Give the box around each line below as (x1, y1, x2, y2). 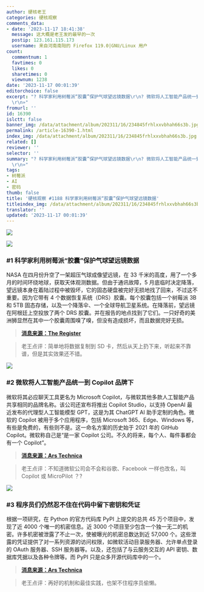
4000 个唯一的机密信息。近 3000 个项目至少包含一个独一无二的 (23, 523, 183, 531)
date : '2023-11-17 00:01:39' (6, 83, 80, 89)
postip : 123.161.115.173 (12, 37, 75, 43)
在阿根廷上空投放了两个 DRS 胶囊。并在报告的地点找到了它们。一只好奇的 (6, 309, 190, 317)
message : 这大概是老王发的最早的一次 (12, 32, 95, 38)
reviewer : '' (6, 144, 39, 151)
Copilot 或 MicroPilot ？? (21, 472, 83, 480)
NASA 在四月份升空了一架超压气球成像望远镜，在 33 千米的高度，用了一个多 (6, 271, 197, 278)
